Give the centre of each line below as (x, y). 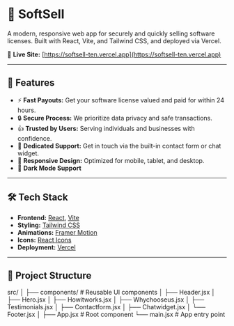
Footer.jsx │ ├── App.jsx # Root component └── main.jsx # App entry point (116, 315)
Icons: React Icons (44, 240)
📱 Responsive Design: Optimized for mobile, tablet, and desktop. (111, 160)
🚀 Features (31, 83)
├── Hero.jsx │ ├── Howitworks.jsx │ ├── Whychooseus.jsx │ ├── (106, 300)
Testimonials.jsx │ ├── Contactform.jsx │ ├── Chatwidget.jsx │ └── (107, 307)
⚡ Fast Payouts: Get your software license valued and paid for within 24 (121, 100)
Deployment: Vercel (46, 247)
